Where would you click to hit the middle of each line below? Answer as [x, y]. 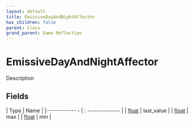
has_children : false [31, 22]
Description [20, 78]
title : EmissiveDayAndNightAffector [51, 17]
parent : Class [23, 28]
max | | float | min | [29, 117]
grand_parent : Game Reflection [44, 33]
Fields [18, 97]
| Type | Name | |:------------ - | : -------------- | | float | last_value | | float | [97, 110]
